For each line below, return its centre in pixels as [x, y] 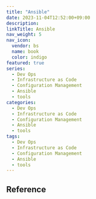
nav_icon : [19, 40]
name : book [25, 52]
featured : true [25, 63]
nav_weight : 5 [24, 35]
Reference [26, 189]
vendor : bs [25, 46]
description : [23, 23]
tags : [13, 137]
